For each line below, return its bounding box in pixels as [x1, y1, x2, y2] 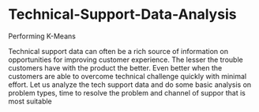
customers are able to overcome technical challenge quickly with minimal [8, 71, 247, 81]
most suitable [8, 96, 53, 106]
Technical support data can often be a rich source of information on [8, 46, 229, 56]
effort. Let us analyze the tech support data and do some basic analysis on [8, 80, 252, 89]
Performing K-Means [8, 31, 77, 41]
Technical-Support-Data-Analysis [8, 5, 237, 23]
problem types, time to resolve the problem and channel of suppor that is [8, 88, 246, 97]
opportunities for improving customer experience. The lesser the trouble [8, 55, 243, 64]
